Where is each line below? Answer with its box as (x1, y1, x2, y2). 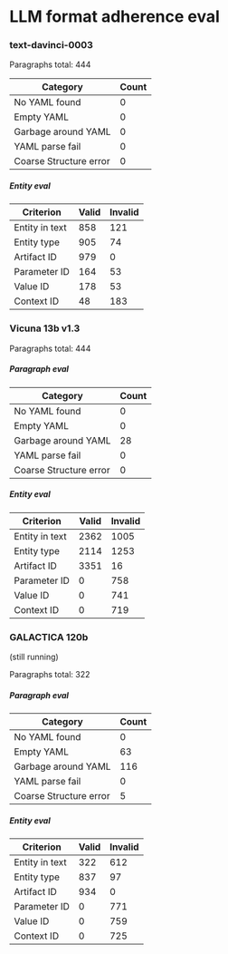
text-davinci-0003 (9, 39, 93, 52)
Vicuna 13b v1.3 (9, 322, 81, 335)
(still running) (9, 651, 59, 662)
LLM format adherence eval (9, 6, 220, 27)
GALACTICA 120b (9, 630, 89, 643)
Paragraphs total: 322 (9, 668, 90, 679)
